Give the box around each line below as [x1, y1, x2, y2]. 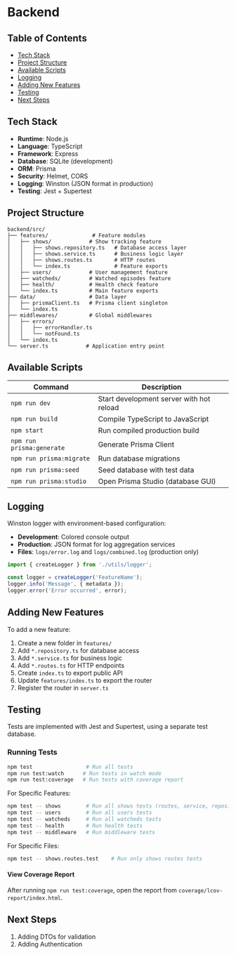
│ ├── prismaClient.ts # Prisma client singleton [7, 299, 169, 306]
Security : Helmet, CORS [17, 171, 88, 180]
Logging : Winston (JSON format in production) [17, 179, 153, 187]
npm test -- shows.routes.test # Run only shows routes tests [7, 855, 202, 862]
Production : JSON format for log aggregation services [17, 540, 176, 548]
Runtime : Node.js [17, 134, 69, 143]
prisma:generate [11, 444, 65, 452]
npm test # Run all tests [7, 763, 133, 770]
